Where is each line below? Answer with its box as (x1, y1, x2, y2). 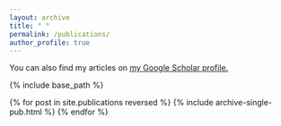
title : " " (9, 21, 50, 30)
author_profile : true (9, 38, 91, 47)
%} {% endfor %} (43, 106, 110, 117)
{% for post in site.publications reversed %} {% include (9, 97, 214, 108)
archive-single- (215, 97, 272, 108)
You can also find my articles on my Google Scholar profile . (9, 63, 229, 73)
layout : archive (9, 13, 70, 22)
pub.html (9, 106, 42, 117)
